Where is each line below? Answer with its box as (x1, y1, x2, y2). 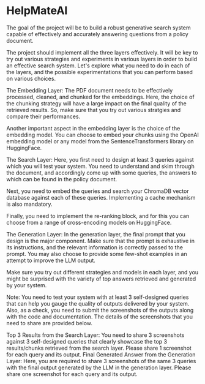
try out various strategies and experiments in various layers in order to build (6, 55, 198, 62)
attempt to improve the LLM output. (6, 257, 96, 264)
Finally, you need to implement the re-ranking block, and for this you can (6, 212, 190, 219)
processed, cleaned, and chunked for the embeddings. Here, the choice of (6, 93, 195, 100)
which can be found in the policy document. (6, 175, 117, 183)
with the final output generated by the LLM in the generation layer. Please (6, 364, 192, 371)
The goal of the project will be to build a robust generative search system (6, 24, 191, 31)
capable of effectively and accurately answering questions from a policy (6, 30, 188, 37)
